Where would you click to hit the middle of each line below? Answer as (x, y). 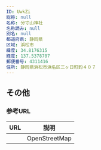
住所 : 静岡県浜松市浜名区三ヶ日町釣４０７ (51, 67)
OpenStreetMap (49, 139)
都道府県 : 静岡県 (25, 39)
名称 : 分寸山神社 (25, 23)
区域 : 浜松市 (20, 45)
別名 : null (19, 34)
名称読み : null (23, 28)
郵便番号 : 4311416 (27, 61)
